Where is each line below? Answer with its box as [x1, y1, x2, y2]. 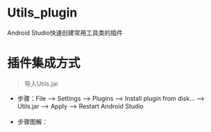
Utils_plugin [7, 5, 78, 21]
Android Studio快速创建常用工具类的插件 [7, 28, 124, 37]
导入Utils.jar [24, 79, 59, 88]
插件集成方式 [7, 55, 81, 71]
